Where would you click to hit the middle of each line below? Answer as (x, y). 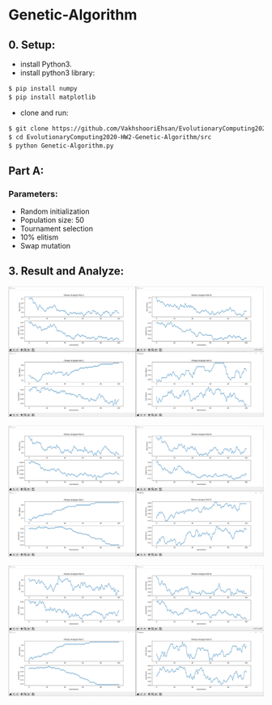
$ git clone (28, 128)
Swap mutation (45, 246)
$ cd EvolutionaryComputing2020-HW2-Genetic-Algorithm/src (110, 137)
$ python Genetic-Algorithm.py (61, 146)
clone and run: (44, 113)
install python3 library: (57, 73)
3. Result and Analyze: (66, 272)
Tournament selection (56, 229)
